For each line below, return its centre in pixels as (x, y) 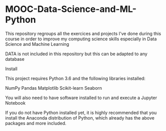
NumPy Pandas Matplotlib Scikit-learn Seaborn (54, 88)
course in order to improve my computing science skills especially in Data (81, 39)
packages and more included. (36, 123)
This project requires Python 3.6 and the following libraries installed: (75, 78)
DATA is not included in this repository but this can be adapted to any (76, 54)
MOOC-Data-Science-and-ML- (71, 9)
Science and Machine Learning (37, 44)
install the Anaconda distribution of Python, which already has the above (80, 118)
